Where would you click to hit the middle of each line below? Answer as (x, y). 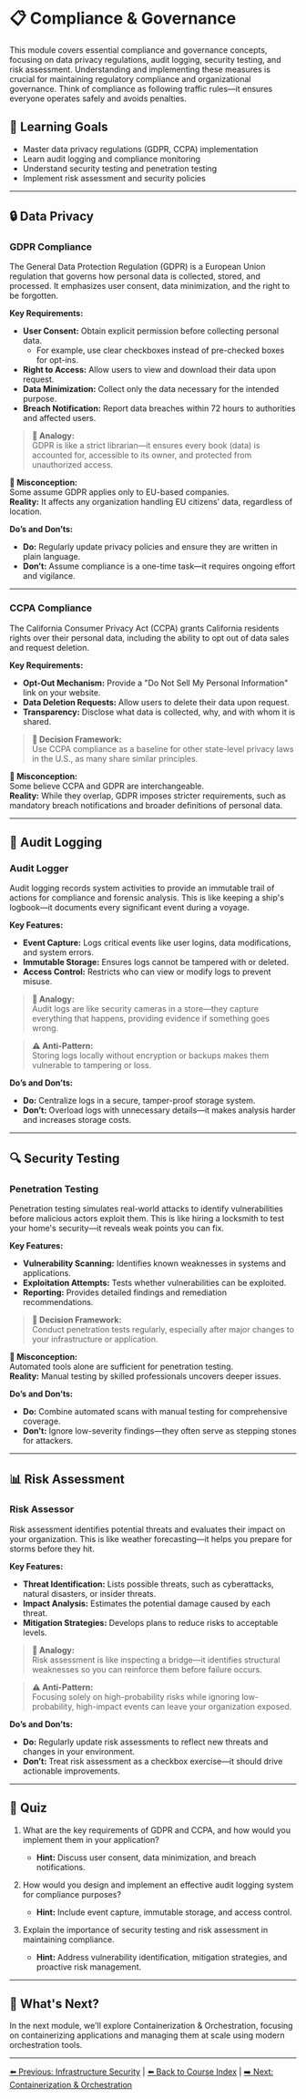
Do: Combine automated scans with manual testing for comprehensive (155, 1412)
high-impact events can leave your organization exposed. (184, 1706)
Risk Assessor (42, 1509)
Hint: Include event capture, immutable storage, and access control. (164, 1912)
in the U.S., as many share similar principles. (115, 758)
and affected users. (59, 418)
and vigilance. (49, 576)
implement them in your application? (91, 1839)
